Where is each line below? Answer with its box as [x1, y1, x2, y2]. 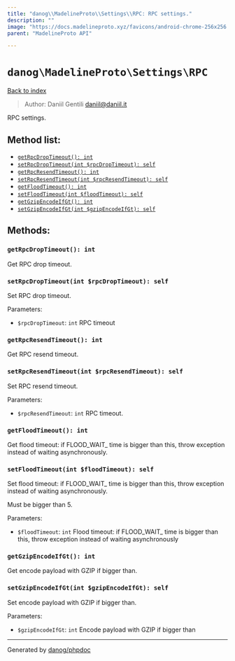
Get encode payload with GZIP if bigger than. [7, 567, 138, 575]
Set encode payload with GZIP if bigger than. [7, 598, 137, 606]
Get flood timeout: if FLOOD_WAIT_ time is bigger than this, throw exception [7, 440, 225, 448]
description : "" [7, 17, 55, 24]
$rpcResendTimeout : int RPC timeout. [17, 408, 124, 417]
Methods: [7, 225, 50, 236]
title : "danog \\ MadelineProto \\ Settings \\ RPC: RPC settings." [7, 10, 192, 17]
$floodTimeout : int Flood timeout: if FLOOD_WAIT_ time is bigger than [17, 527, 219, 536]
